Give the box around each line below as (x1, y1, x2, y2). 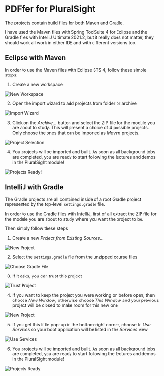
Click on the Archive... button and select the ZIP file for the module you (12, 119, 155, 125)
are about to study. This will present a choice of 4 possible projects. (12, 125, 149, 130)
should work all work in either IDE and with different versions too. (5, 39, 137, 45)
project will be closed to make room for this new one (12, 302, 118, 308)
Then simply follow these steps (5, 226, 68, 231)
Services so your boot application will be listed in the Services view (12, 326, 148, 332)
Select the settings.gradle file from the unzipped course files (12, 254, 138, 260)
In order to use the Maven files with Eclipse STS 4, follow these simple (5, 67, 147, 73)
